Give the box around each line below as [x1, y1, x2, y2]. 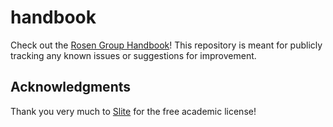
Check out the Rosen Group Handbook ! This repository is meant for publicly [10, 39, 323, 51]
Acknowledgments [10, 79, 132, 96]
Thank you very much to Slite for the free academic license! [10, 105, 257, 117]
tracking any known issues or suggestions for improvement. [10, 49, 257, 61]
